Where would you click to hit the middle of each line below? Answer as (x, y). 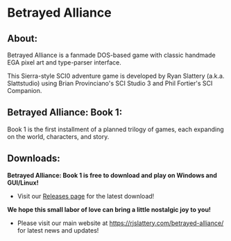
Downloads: (34, 159)
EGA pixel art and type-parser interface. (64, 63)
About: (23, 39)
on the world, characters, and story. (58, 136)
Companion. (25, 91)
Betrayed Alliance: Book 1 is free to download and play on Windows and (112, 175)
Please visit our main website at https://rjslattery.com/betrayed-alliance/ (120, 223)
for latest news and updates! (58, 230)
